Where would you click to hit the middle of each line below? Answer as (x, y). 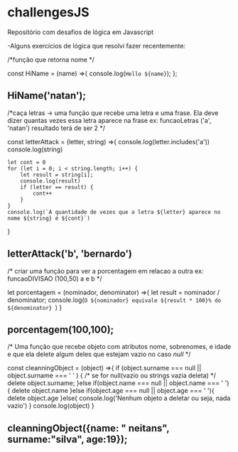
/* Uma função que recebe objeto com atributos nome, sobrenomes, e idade (119, 347)
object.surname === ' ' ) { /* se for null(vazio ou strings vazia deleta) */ (112, 376)
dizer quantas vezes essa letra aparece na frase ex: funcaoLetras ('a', (109, 120)
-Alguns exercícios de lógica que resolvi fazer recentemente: (97, 45)
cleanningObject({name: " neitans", (88, 428)
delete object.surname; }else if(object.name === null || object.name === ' (115, 383)
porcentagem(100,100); (61, 329)
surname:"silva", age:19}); (67, 439)
